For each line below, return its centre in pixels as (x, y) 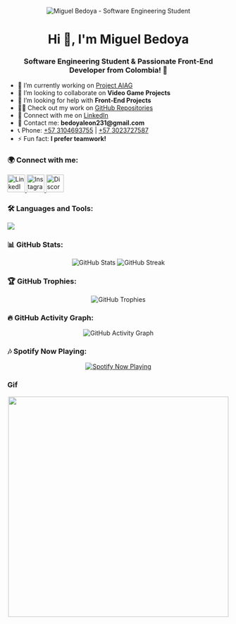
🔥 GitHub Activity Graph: (50, 317)
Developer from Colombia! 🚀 (118, 71)
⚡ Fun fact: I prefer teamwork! (62, 139)
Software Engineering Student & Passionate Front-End (118, 61)
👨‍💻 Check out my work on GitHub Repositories (85, 108)
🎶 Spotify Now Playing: (47, 351)
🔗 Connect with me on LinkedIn (63, 116)
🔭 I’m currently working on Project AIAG (75, 85)
